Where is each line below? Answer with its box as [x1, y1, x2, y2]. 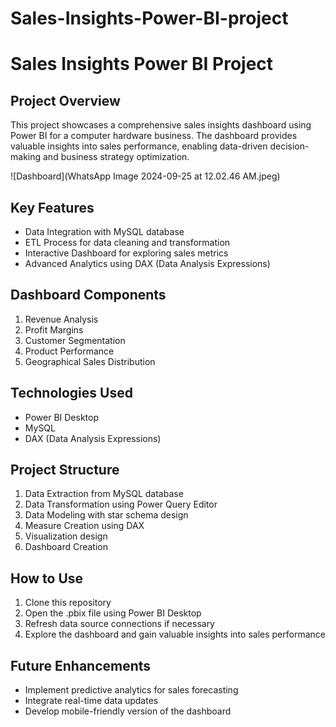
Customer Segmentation [24, 334, 126, 346]
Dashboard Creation [24, 541, 109, 553]
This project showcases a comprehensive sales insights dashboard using [10, 119, 312, 131]
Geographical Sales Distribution [24, 355, 156, 367]
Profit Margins [24, 323, 84, 336]
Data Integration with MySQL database [24, 226, 185, 237]
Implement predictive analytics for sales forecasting [24, 684, 239, 696]
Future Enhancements [10, 657, 152, 674]
